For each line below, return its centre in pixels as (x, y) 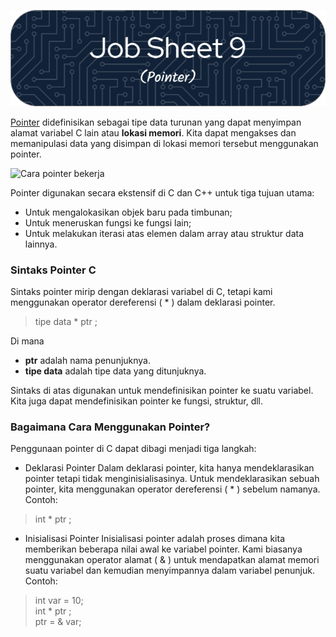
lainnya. (41, 244)
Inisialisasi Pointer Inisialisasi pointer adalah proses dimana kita (154, 539)
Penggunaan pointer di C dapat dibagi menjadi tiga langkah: (133, 449)
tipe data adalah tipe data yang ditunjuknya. (115, 371)
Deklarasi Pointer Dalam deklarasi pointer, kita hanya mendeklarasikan (169, 468)
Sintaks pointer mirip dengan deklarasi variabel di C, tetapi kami (141, 291)
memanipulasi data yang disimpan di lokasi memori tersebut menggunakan (164, 143)
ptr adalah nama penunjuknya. (88, 360)
